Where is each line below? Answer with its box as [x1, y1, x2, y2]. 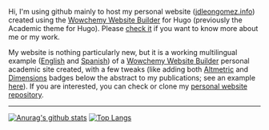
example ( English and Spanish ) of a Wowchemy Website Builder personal [8, 56, 250, 65]
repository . [8, 90, 44, 99]
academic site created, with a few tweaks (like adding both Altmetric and [8, 65, 249, 74]
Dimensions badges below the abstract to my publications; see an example [8, 73, 256, 82]
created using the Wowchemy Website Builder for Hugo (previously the [8, 15, 243, 25]
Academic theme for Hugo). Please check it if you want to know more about [8, 24, 259, 33]
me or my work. [8, 32, 60, 41]
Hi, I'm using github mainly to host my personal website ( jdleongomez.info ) [8, 7, 255, 16]
